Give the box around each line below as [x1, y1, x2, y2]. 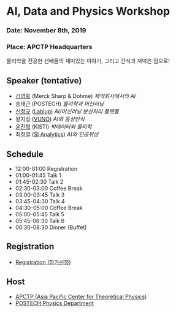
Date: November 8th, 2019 [6, 26, 86, 35]
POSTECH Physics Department [15, 299, 94, 307]
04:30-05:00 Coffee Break [15, 204, 83, 212]
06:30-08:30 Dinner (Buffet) [15, 224, 87, 231]
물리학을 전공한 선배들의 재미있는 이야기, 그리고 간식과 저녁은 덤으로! [6, 57, 170, 65]
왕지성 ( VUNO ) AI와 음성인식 [15, 115, 85, 123]
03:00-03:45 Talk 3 [15, 191, 65, 198]
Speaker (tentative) [6, 75, 82, 86]
